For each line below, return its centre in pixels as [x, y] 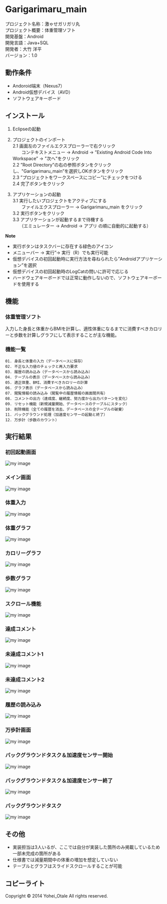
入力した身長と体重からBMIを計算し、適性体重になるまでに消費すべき [77, 329]
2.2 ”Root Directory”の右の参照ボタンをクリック [62, 165]
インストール [25, 116]
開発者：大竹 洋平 [23, 49]
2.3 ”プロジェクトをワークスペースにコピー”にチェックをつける [77, 177]
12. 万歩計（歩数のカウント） [32, 420]
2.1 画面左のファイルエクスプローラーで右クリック [64, 146]
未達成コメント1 [24, 654]
